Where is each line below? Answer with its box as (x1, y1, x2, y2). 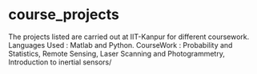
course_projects (8, 6, 120, 24)
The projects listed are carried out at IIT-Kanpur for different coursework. (8, 32, 250, 41)
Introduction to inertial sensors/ (8, 57, 112, 67)
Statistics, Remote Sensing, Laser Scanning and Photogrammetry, (8, 49, 226, 58)
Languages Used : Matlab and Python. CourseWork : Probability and (8, 40, 233, 49)
